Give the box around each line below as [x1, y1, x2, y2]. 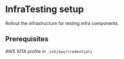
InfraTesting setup [5, 4, 84, 15]
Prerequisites [5, 35, 49, 43]
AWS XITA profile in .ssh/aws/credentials [5, 48, 93, 54]
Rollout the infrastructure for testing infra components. [5, 20, 119, 26]
